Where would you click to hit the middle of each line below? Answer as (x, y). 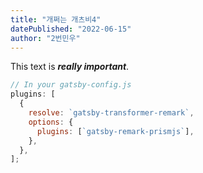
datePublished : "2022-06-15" (71, 29)
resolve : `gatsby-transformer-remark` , (111, 113)
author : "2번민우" (45, 38)
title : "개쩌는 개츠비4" (56, 19)
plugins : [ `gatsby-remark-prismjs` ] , (115, 131)
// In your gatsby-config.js (71, 85)
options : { (51, 122)
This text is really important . (70, 67)
